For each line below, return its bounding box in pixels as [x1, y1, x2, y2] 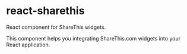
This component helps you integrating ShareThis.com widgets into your [6, 35, 181, 42]
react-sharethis [6, 4, 85, 18]
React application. [6, 41, 50, 48]
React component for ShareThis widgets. [6, 23, 106, 31]
